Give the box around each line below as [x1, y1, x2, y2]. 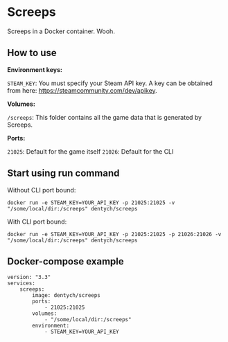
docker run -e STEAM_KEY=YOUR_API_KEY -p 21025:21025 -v [7, 199, 175, 206]
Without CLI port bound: [7, 186, 76, 194]
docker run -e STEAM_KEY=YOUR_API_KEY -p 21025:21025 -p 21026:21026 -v [7, 231, 222, 237]
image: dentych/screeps [32, 292, 100, 299]
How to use [7, 47, 57, 59]
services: [7, 280, 36, 287]
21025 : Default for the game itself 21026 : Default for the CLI [7, 147, 174, 156]
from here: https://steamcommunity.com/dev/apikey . [7, 86, 157, 94]
